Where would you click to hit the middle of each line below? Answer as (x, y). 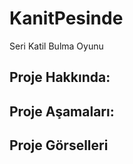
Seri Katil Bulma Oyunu (56, 46)
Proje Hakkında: (60, 77)
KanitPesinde (66, 18)
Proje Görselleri (59, 145)
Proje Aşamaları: (62, 111)
